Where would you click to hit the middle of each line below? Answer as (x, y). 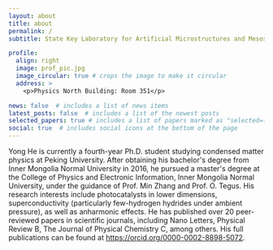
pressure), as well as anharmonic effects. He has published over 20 (121, 211)
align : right (38, 61)
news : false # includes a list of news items (89, 106)
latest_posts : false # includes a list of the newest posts (114, 113)
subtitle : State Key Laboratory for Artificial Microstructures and (127, 39)
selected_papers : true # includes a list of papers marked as (116, 121)
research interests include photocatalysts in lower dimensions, (113, 194)
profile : (23, 54)
